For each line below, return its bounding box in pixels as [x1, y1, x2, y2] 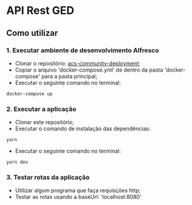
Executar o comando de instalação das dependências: [15, 125, 151, 132]
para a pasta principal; [41, 72, 98, 79]
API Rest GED [6, 4, 74, 18]
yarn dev [6, 159, 28, 166]
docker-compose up [6, 90, 53, 97]
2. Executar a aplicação [6, 104, 77, 113]
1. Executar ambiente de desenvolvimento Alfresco [6, 46, 159, 55]
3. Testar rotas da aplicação [6, 173, 90, 182]
